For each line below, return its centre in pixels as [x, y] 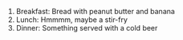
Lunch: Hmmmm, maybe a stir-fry [72, 20]
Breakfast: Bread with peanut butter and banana [95, 11]
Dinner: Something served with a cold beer [87, 28]
